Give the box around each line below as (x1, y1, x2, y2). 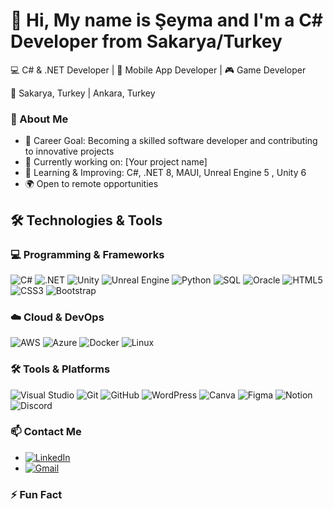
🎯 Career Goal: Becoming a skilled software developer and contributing (24, 135, 318, 147)
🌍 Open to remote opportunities (24, 178, 159, 190)
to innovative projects (24, 145, 115, 158)
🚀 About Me (10, 112, 69, 126)
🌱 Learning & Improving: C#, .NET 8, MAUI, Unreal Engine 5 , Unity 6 (24, 167, 307, 179)
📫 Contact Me (10, 425, 82, 439)
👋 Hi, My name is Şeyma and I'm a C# (10, 9, 324, 32)
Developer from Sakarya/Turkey (10, 30, 283, 53)
